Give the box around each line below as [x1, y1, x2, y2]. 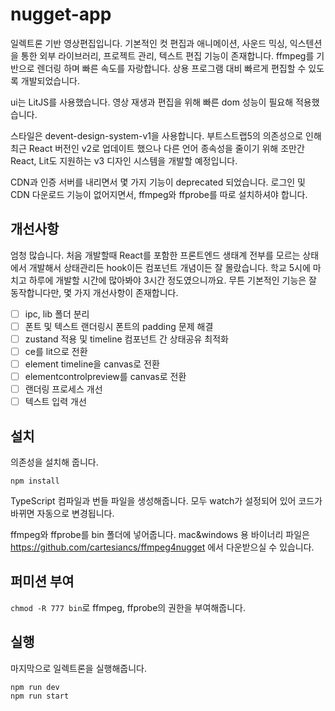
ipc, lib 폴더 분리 [24, 308, 90, 320]
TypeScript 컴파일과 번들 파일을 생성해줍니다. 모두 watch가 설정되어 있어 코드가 [10, 495, 323, 507]
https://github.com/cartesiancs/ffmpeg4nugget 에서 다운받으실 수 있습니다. [10, 541, 315, 553]
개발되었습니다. [20, 74, 81, 87]
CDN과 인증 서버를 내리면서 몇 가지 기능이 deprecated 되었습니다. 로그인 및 [10, 176, 306, 188]
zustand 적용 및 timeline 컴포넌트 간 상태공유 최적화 [24, 333, 229, 345]
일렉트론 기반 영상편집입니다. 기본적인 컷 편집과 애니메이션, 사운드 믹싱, [10, 37, 288, 49]
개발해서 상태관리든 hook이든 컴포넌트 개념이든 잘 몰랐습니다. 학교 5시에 [28, 261, 311, 273]
